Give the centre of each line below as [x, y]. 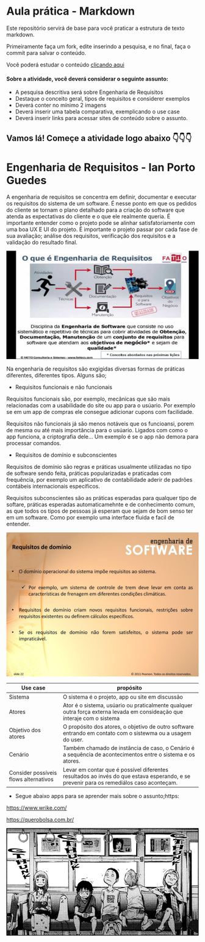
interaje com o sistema [92, 718]
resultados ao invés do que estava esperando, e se [127, 776]
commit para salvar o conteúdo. [46, 52]
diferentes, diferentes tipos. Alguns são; [56, 375]
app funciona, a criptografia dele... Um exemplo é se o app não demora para [102, 437]
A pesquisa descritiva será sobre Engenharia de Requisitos [89, 92]
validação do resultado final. [42, 243]
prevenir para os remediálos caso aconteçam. [120, 782]
